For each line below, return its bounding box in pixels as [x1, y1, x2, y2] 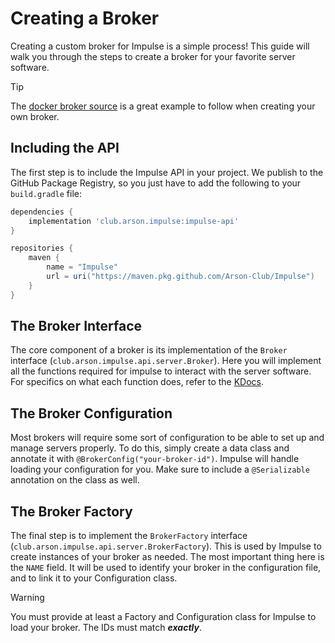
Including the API [10, 140, 120, 157]
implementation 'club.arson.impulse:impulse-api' [28, 216, 240, 226]
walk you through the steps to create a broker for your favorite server [10, 50, 296, 62]
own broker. [10, 110, 60, 122]
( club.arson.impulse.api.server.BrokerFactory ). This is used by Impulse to [10, 540, 322, 552]
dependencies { [10, 207, 74, 217]
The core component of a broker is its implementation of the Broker [10, 344, 288, 356]
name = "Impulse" [46, 262, 118, 272]
